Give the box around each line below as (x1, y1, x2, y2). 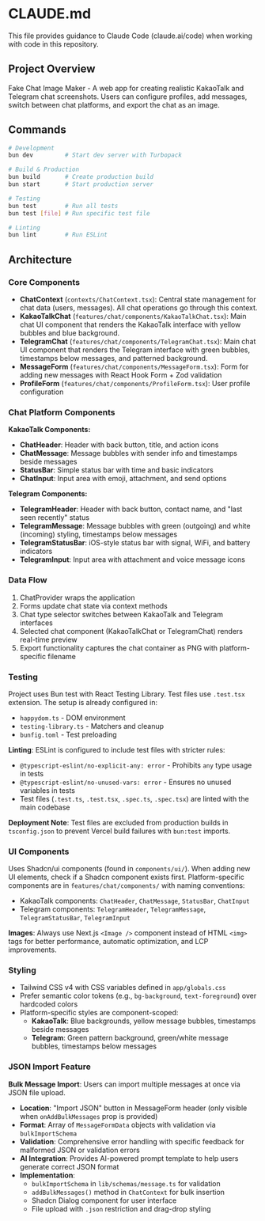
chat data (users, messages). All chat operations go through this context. (19, 303, 258, 313)
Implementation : (19, 1170, 75, 1180)
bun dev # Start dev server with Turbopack (8, 151, 182, 159)
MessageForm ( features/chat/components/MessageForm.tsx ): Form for (19, 362, 249, 371)
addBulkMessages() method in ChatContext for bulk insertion (31, 1187, 225, 1196)
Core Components (8, 276, 81, 287)
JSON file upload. (8, 1087, 66, 1097)
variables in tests (19, 785, 75, 795)
